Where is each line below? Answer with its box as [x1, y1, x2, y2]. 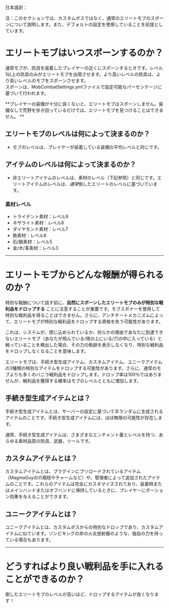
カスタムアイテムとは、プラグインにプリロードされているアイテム [5, 468, 141, 474]
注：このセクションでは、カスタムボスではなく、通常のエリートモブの [5, 15, 151, 21]
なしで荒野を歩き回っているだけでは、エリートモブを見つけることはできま [9, 107, 163, 113]
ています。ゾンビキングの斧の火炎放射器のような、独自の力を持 [27, 530, 159, 536]
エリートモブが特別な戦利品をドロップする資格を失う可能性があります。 [14, 318, 163, 324]
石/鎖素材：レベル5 [12, 239, 53, 245]
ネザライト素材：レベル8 [12, 219, 64, 226]
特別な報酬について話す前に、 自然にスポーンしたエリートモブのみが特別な [5, 299, 159, 305]
